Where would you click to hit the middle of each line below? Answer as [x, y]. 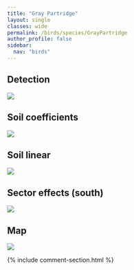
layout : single [29, 20]
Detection [29, 80]
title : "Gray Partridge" [43, 13]
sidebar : [20, 45]
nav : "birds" [32, 52]
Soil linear [29, 155]
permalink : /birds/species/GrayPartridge [67, 33]
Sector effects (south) [55, 193]
